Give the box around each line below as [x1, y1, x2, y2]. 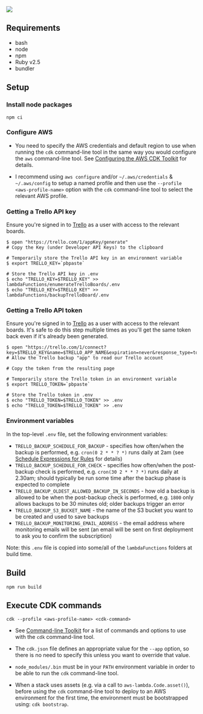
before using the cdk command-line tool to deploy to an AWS [14, 688, 166, 695]
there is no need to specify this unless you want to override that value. [14, 652, 190, 659]
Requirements [6, 23, 60, 33]
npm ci [6, 114, 23, 120]
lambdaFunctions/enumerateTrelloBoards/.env [6, 281, 120, 288]
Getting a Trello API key [6, 207, 77, 215]
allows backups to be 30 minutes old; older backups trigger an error [14, 500, 185, 507]
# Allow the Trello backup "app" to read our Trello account [6, 355, 164, 361]
